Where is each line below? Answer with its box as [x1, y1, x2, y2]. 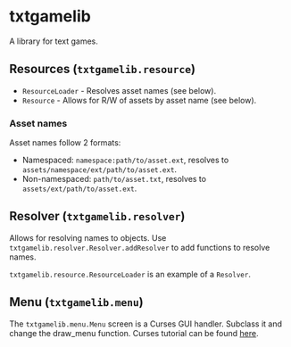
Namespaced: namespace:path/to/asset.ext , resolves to [21, 154, 229, 166]
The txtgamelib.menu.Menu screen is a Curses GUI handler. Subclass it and [9, 318, 283, 329]
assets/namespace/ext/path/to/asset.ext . [21, 164, 177, 175]
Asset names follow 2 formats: [9, 137, 121, 148]
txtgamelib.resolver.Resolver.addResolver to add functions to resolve [9, 242, 270, 252]
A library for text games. [9, 36, 98, 46]
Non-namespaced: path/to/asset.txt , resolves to [21, 174, 207, 185]
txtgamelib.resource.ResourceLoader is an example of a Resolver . [9, 269, 252, 279]
